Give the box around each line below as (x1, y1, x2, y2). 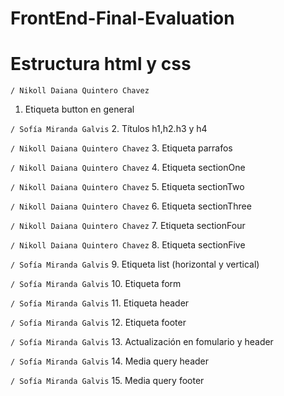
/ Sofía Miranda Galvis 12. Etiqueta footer (10, 317, 187, 329)
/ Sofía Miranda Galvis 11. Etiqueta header (10, 297, 190, 309)
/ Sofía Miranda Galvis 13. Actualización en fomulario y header (10, 336, 274, 348)
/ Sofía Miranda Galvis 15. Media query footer (10, 375, 205, 387)
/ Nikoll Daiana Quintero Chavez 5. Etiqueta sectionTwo (10, 181, 245, 193)
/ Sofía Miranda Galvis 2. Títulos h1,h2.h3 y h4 (10, 123, 208, 135)
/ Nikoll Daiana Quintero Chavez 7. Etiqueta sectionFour (10, 220, 246, 232)
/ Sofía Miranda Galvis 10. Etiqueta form (10, 278, 182, 290)
